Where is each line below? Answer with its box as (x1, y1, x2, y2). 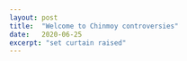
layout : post (9, 13, 58, 22)
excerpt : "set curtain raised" (9, 38, 127, 48)
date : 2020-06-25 (9, 30, 83, 39)
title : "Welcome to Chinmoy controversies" (9, 22, 179, 30)
